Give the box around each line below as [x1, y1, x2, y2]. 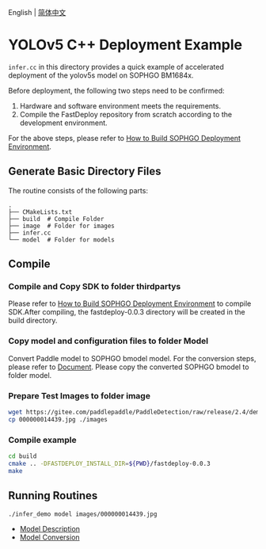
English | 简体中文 [8, 8, 66, 17]
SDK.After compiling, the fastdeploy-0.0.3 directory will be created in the [8, 307, 245, 317]
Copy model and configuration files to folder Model [8, 336, 208, 347]
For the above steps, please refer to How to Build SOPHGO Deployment [8, 133, 241, 143]
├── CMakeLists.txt [8, 208, 73, 216]
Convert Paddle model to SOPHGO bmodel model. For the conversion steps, [8, 353, 256, 363]
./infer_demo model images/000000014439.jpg [8, 510, 158, 518]
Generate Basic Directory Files [8, 165, 161, 178]
